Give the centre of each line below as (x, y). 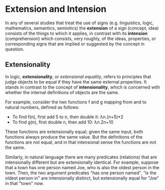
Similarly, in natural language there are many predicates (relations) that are (81, 157)
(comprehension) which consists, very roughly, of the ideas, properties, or (81, 39)
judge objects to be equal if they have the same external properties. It (76, 82)
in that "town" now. (25, 183)
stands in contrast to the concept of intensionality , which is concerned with (83, 87)
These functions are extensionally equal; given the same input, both (74, 132)
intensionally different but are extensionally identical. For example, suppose (82, 162)
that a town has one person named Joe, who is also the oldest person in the (82, 167)
